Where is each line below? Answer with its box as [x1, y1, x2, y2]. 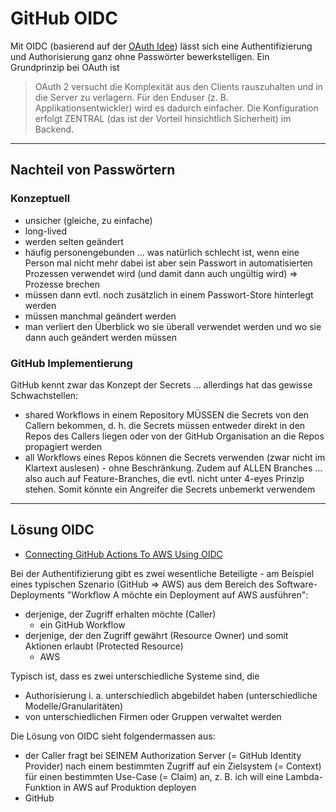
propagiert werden [24, 440, 102, 452]
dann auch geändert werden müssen [24, 331, 177, 343]
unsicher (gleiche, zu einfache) [24, 214, 153, 226]
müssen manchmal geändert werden [24, 310, 177, 322]
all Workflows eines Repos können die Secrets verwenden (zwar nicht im [24, 451, 326, 463]
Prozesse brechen [24, 278, 101, 290]
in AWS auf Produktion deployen [63, 781, 197, 793]
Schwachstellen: [10, 389, 79, 401]
